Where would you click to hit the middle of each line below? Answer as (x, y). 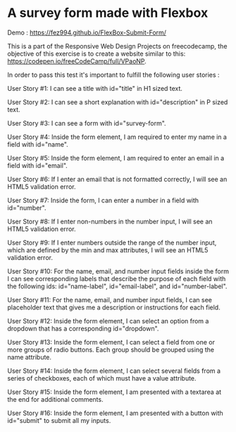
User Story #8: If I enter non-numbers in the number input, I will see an (110, 221)
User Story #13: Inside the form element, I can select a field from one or (111, 342)
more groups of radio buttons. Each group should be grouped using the (111, 350)
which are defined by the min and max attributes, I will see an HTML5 (108, 250)
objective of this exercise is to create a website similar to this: (97, 54)
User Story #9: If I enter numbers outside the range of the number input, (112, 242)
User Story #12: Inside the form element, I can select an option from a (108, 321)
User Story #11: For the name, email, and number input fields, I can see (110, 300)
